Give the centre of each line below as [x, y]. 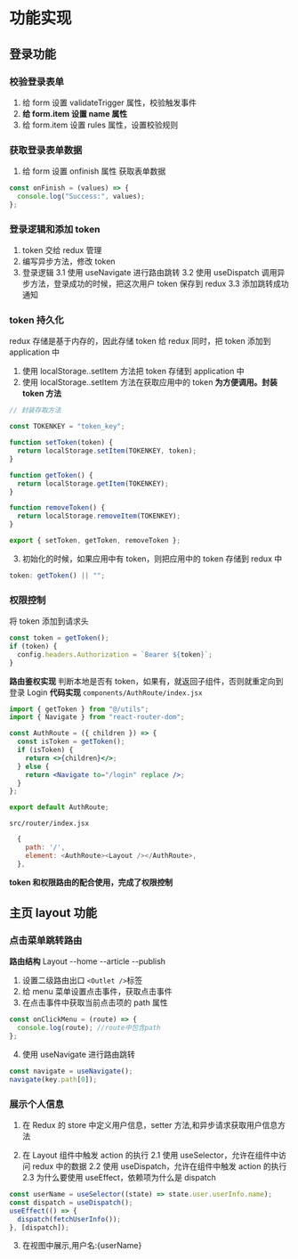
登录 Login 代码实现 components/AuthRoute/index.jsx [106, 692]
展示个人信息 [37, 1104]
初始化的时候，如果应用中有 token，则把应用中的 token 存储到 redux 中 [152, 559]
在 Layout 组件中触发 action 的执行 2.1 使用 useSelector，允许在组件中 [150, 1156]
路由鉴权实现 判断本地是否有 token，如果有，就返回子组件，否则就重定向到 [146, 681]
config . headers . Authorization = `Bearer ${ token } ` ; [115, 654]
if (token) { [33, 646]
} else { [33, 766]
